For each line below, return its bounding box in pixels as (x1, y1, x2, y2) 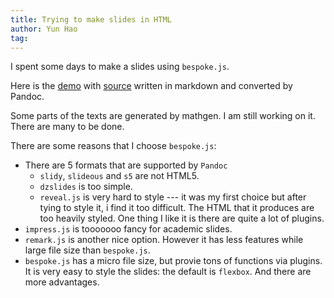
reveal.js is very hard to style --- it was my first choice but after (39, 191, 307, 203)
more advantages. (24, 276, 100, 288)
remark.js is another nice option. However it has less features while (24, 234, 304, 246)
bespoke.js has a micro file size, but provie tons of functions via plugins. (24, 255, 323, 267)
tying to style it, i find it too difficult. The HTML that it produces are (39, 202, 315, 214)
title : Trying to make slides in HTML (10, 14, 172, 25)
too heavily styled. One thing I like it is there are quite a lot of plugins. (39, 212, 325, 225)
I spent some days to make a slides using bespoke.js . (10, 61, 230, 73)
